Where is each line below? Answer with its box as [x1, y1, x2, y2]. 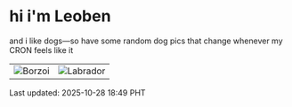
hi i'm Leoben [9, 6, 111, 27]
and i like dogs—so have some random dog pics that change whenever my [9, 35, 283, 46]
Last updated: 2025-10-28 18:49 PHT [9, 87, 146, 98]
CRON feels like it [9, 44, 74, 55]
